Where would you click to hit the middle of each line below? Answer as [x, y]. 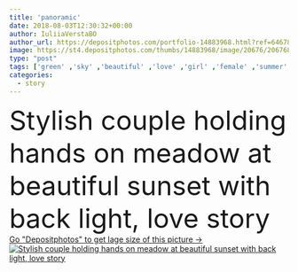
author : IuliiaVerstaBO [53, 34]
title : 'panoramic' [45, 17]
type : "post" [33, 58]
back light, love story [140, 218]
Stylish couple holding [148, 120]
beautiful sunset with [140, 185]
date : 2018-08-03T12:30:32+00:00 [71, 26]
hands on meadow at [141, 152]
